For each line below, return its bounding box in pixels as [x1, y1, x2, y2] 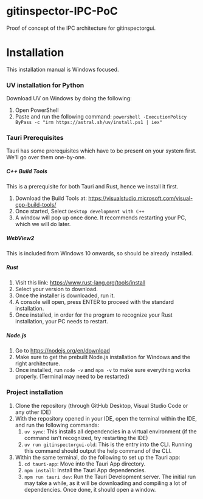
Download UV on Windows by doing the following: [6, 95, 132, 102]
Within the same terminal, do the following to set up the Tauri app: [15, 453, 181, 461]
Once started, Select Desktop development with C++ [15, 208, 145, 215]
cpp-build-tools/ [15, 201, 57, 208]
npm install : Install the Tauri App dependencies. [24, 466, 146, 473]
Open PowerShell [15, 106, 59, 114]
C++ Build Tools [6, 168, 47, 175]
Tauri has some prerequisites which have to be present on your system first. [6, 147, 197, 154]
